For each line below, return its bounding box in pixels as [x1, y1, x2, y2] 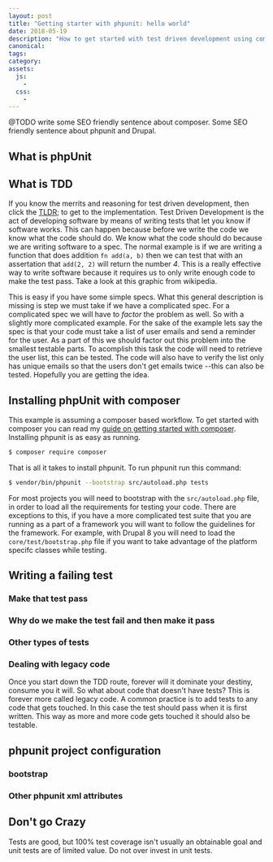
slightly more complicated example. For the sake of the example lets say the [8, 318, 262, 328]
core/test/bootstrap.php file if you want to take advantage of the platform [8, 537, 258, 546]
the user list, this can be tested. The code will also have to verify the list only [8, 353, 264, 363]
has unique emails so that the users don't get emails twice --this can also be [8, 361, 264, 371]
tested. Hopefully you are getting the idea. [8, 370, 150, 380]
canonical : [8, 42, 45, 50]
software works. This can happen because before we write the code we [8, 224, 249, 234]
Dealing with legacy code [8, 659, 110, 670]
